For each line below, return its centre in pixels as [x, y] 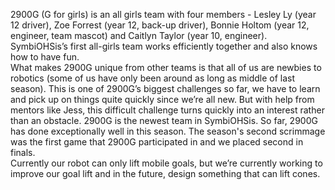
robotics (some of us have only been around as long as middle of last [153, 78]
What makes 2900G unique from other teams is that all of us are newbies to [166, 67]
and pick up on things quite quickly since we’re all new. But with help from [162, 99]
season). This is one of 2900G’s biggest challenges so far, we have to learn [165, 88]
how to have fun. [45, 57]
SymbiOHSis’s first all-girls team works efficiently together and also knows [164, 46]
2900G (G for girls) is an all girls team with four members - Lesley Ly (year [163, 14]
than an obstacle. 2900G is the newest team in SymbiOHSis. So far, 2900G [164, 120]
